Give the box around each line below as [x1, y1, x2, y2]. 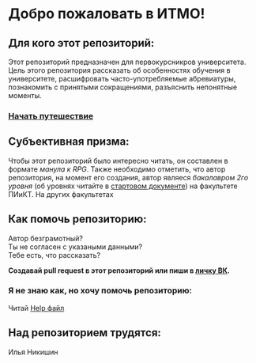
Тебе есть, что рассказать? [8, 250, 101, 259]
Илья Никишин [8, 347, 58, 357]
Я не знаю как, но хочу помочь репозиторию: [8, 285, 192, 297]
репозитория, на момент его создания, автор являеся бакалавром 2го [8, 172, 249, 182]
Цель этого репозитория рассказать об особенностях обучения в [8, 66, 231, 75]
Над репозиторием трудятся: [8, 326, 162, 340]
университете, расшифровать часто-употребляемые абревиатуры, [8, 74, 236, 83]
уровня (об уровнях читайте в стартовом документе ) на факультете [8, 181, 239, 191]
